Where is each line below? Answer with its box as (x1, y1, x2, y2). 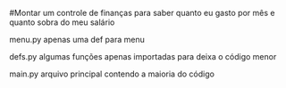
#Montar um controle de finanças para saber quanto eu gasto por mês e (9, 8, 275, 18)
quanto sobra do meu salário (9, 17, 115, 28)
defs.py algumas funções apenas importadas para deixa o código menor (9, 52, 277, 61)
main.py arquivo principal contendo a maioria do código (9, 68, 214, 79)
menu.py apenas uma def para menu (9, 35, 145, 44)
